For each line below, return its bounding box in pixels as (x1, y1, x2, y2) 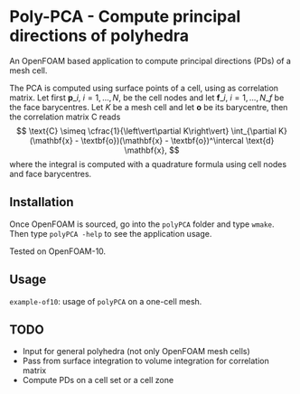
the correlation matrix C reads (9, 111, 121, 122)
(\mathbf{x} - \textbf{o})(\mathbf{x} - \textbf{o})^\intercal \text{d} (29, 135, 275, 145)
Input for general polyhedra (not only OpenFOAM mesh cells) (22, 346, 250, 357)
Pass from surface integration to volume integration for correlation (22, 355, 269, 367)
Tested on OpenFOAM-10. (9, 246, 107, 257)
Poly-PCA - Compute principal (9, 6, 241, 27)
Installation (9, 194, 74, 210)
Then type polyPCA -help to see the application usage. (9, 228, 212, 239)
